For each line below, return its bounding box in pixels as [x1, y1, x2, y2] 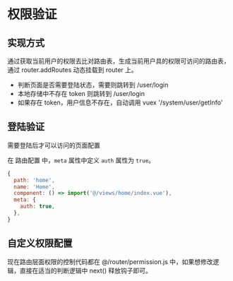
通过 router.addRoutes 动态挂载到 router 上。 [7, 66, 138, 74]
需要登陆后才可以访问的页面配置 [7, 140, 100, 149]
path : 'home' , [13, 177, 55, 184]
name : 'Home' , [13, 183, 55, 191]
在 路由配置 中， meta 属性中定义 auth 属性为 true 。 [7, 156, 155, 165]
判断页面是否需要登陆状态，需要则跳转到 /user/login [17, 80, 169, 89]
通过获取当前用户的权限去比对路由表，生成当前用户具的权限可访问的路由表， [7, 57, 230, 65]
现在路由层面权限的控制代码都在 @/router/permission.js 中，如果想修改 [7, 257, 213, 265]
